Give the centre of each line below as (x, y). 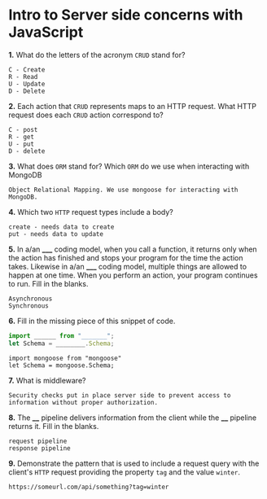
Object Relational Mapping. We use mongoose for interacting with (123, 190)
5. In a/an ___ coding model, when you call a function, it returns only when (133, 249)
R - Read (23, 77)
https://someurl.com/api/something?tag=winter (89, 487)
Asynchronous (31, 299)
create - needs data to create (61, 227)
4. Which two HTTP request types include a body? (91, 212)
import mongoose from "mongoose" (65, 358)
